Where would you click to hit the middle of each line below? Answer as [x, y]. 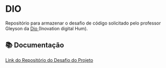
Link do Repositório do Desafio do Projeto [49, 60]
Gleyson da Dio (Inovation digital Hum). [47, 28]
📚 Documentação [35, 45]
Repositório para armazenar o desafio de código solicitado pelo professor [83, 23]
